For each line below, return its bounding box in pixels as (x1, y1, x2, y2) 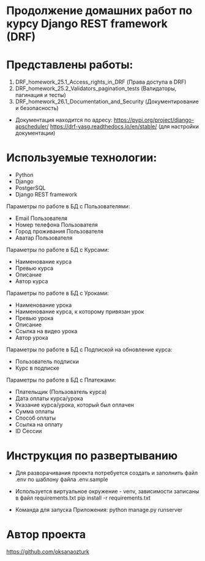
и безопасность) (15, 104, 59, 112)
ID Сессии (15, 428, 42, 435)
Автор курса (15, 278, 48, 285)
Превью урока (15, 315, 54, 322)
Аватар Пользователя (15, 234, 73, 241)
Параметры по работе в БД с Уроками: (6, 289, 109, 297)
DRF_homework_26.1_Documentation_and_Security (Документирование (15, 98, 199, 105)
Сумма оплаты (15, 408, 54, 415)
